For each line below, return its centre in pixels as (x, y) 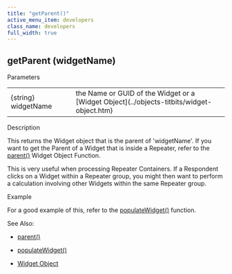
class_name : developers (41, 26)
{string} (23, 98)
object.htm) (95, 111)
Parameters (23, 77)
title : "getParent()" (38, 13)
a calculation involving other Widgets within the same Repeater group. (107, 184)
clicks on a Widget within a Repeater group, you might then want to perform (115, 176)
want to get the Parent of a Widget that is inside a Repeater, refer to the (108, 148)
